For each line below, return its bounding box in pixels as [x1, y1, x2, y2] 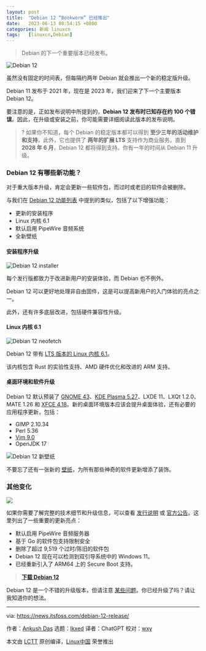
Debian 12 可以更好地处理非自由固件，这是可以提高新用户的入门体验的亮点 [6, 287, 194, 295]
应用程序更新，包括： [6, 408, 60, 416]
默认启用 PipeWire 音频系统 [15, 225, 85, 232]
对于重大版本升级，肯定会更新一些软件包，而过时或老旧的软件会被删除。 [6, 183, 189, 191]
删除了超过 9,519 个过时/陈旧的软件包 [15, 545, 109, 552]
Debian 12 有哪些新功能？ [6, 169, 82, 177]
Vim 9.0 [15, 433, 35, 441]
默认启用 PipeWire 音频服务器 [15, 530, 90, 537]
